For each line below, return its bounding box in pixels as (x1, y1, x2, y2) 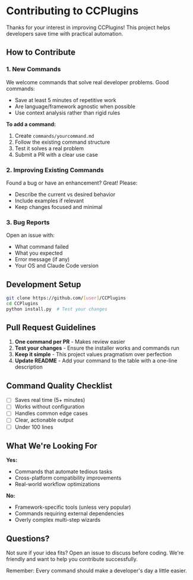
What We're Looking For (6, 440, 98, 451)
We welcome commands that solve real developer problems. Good (6, 78, 169, 85)
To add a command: (6, 121, 56, 128)
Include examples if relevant (14, 197, 84, 204)
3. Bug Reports (6, 218, 50, 226)
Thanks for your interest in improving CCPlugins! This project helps (6, 24, 170, 31)
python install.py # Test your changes (6, 306, 108, 312)
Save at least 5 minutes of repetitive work (14, 96, 117, 103)
